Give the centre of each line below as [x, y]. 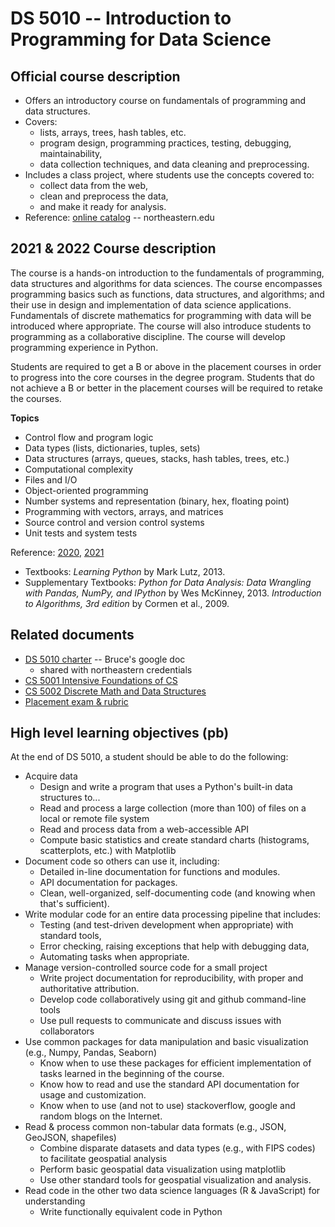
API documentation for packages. [108, 883]
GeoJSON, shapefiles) [70, 1138]
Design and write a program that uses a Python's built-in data [166, 787]
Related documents [72, 635]
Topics [25, 418]
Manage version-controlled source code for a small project [146, 968]
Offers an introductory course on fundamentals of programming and [165, 100]
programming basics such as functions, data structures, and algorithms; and [167, 294]
